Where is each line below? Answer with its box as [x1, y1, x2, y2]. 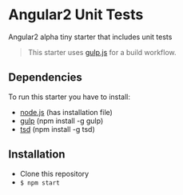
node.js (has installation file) [19, 107, 113, 117]
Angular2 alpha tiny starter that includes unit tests [8, 32, 173, 42]
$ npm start [19, 178, 60, 187]
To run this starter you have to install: [8, 92, 130, 101]
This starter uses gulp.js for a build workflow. [27, 47, 177, 57]
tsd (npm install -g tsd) [19, 124, 96, 133]
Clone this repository [19, 169, 90, 178]
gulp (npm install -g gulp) [19, 116, 104, 125]
